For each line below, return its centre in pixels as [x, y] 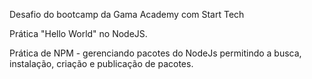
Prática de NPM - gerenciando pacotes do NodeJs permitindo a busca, [155, 53]
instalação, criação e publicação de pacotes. [101, 63]
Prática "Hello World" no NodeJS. [78, 33]
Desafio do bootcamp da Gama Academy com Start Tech [127, 14]
